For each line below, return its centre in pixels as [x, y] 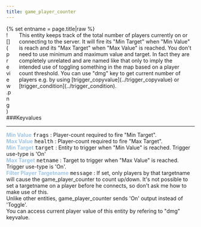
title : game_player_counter [41, 12]
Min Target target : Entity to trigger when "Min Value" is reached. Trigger [98, 148]
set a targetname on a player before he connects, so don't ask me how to [97, 185]
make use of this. [28, 192]
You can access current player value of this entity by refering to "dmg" [93, 211]
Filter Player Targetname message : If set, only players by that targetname [98, 173]
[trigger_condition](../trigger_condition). [68, 86]
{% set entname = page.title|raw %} [51, 29]
